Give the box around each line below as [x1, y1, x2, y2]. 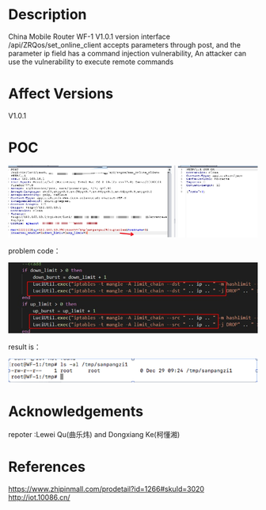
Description [8, 6, 87, 24]
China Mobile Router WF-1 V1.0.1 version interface [8, 32, 170, 41]
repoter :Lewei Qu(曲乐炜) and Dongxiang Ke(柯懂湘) [8, 429, 180, 439]
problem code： [8, 246, 61, 256]
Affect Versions [8, 85, 114, 103]
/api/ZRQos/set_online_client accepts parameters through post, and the [8, 40, 241, 49]
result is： [8, 342, 41, 352]
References [8, 458, 85, 476]
